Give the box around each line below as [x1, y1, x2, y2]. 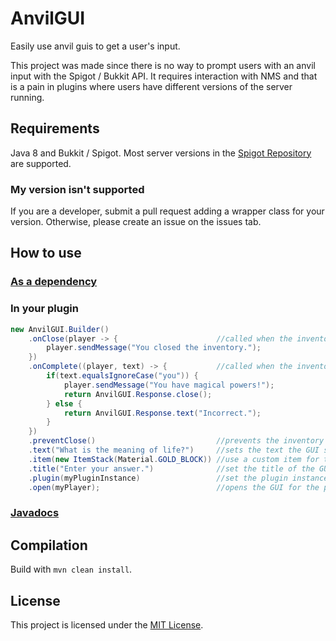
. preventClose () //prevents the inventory [28, 436, 325, 446]
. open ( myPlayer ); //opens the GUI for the [28, 482, 320, 492]
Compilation [10, 537, 88, 554]
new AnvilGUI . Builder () [10, 324, 110, 334]
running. [10, 91, 45, 103]
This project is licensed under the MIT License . [10, 618, 204, 631]
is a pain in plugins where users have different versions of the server [10, 80, 293, 92]
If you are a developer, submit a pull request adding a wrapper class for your [10, 205, 325, 217]
